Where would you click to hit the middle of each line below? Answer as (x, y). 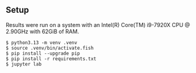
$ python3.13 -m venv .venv (42, 42)
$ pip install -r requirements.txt (51, 59)
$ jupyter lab (24, 64)
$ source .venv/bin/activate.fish (50, 48)
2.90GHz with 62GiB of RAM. (43, 31)
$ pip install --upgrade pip (43, 53)
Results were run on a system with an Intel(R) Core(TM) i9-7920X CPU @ (98, 25)
